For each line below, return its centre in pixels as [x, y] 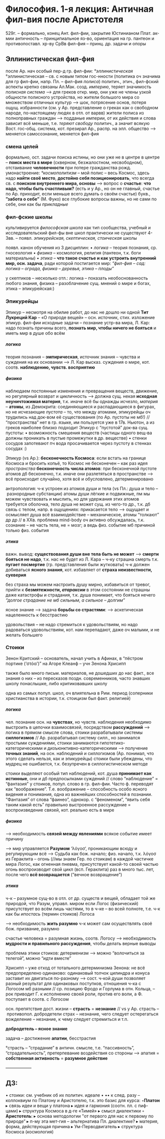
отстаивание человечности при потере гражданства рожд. [69, 168]
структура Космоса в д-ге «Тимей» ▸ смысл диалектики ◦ [83, 1110]
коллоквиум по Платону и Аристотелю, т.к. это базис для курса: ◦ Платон [83, 1100]
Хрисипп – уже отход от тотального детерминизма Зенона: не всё [75, 968]
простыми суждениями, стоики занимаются [52, 743]
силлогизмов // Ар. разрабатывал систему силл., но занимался [73, 737]
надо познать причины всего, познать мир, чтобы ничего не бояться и [81, 328]
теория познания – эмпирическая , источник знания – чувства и [73, 357]
